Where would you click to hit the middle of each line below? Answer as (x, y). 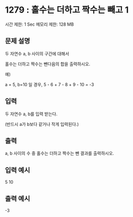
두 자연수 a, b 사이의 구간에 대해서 (37, 53)
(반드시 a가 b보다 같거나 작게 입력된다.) (42, 124)
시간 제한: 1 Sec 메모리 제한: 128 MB (39, 24)
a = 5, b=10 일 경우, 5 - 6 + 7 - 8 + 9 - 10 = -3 (50, 84)
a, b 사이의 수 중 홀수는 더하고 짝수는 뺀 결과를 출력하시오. (60, 154)
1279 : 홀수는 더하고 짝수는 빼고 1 (67, 10)
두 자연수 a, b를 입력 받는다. (31, 114)
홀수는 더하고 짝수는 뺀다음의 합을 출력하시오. (48, 64)
